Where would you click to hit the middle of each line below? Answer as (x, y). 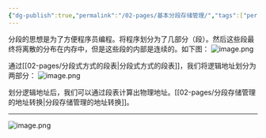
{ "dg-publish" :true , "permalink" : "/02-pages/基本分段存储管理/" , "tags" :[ (126, 15)
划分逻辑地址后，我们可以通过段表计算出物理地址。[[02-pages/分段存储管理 (132, 92)
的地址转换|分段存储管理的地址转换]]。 (71, 102)
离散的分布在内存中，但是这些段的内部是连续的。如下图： (116, 49)
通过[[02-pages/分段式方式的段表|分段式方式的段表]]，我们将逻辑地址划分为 (132, 65)
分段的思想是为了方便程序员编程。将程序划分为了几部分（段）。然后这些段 (128, 39)
